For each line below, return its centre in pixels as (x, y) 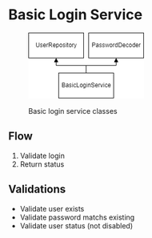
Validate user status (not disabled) (76, 225)
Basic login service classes (73, 111)
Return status (42, 164)
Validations (37, 190)
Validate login (42, 155)
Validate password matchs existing (77, 217)
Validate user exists (52, 208)
